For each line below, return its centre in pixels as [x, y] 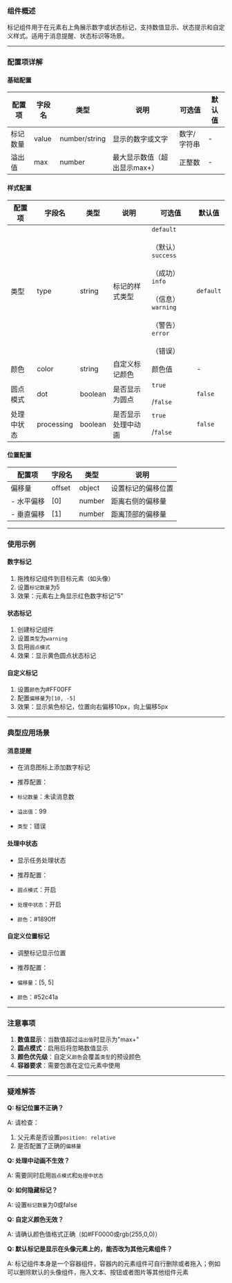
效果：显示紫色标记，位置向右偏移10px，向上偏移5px [93, 707]
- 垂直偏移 [28, 514]
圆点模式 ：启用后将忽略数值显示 [62, 1048]
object [89, 487]
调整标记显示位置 [41, 953]
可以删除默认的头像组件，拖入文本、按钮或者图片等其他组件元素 [98, 1273]
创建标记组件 [35, 630]
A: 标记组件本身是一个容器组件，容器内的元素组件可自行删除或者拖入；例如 [114, 1264]
